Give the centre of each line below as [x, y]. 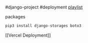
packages [15, 17]
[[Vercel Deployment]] [28, 35]
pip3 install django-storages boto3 [43, 26]
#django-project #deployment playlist [44, 7]
